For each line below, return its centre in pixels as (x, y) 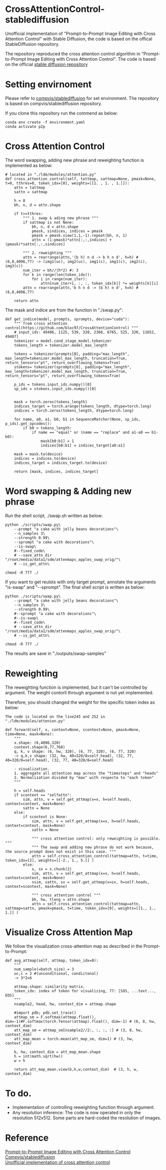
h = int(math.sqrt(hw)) (39, 1056)
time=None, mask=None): (30, 734)
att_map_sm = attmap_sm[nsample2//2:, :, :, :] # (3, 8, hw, (78, 1030)
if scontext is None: (45, 817)
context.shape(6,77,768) (40, 747)
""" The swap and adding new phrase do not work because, (93, 847)
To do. (18, 1093)
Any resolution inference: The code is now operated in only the (77, 1112)
